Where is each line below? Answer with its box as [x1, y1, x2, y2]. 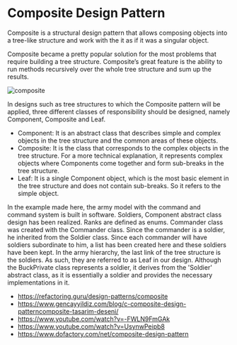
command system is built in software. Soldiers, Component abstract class [7, 210, 222, 219]
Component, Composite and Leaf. [7, 115, 106, 124]
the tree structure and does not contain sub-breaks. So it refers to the [17, 181, 221, 190]
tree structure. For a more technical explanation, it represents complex [17, 151, 223, 160]
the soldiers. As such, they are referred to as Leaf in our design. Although [7, 256, 221, 264]
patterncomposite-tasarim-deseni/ [17, 307, 119, 315]
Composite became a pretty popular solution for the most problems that [7, 50, 217, 58]
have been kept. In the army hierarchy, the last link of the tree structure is [7, 248, 221, 256]
